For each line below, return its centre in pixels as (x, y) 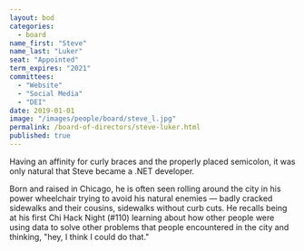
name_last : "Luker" (46, 52)
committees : (32, 77)
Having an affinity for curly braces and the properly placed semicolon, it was (152, 161)
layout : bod (32, 18)
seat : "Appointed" (44, 60)
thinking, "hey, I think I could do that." (79, 237)
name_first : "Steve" (49, 43)
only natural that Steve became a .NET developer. (102, 171)
